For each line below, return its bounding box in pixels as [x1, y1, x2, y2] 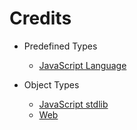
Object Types [23, 78, 80, 91]
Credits [9, 7, 72, 30]
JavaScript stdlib [38, 98, 109, 110]
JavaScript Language [38, 59, 127, 71]
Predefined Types [23, 40, 98, 52]
